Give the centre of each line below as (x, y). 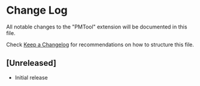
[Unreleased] (31, 63)
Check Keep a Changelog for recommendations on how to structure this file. (100, 44)
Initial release (31, 77)
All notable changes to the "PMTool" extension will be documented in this (97, 27)
